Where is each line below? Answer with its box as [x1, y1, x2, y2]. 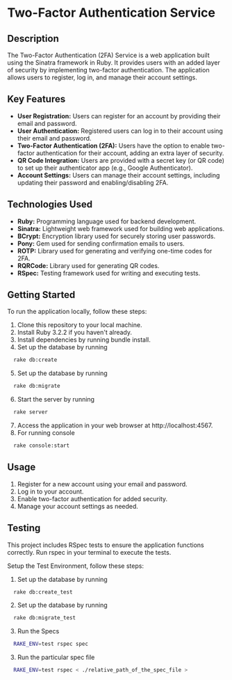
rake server [13, 409, 49, 416]
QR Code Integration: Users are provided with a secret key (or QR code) [17, 156, 224, 164]
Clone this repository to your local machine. [17, 321, 142, 329]
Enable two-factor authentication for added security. [17, 494, 168, 503]
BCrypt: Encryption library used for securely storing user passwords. [17, 232, 216, 240]
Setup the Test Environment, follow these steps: [7, 562, 144, 570]
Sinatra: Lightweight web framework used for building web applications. [17, 224, 224, 232]
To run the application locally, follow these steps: [7, 308, 147, 316]
